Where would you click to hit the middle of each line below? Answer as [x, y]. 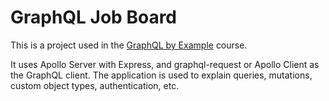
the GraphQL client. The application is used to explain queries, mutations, [161, 75]
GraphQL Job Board [93, 17]
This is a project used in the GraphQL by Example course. [129, 45]
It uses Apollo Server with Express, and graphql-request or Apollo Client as [165, 64]
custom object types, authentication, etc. [95, 85]
